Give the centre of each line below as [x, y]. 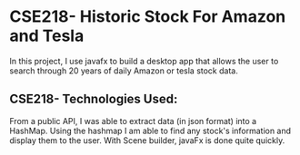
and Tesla [47, 36]
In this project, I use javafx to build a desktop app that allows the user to [144, 61]
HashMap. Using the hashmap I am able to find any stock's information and [150, 131]
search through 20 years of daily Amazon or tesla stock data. [124, 71]
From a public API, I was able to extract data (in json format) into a [133, 121]
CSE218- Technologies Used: [94, 99]
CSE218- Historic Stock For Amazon [148, 17]
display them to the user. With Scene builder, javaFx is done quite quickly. [147, 140]
